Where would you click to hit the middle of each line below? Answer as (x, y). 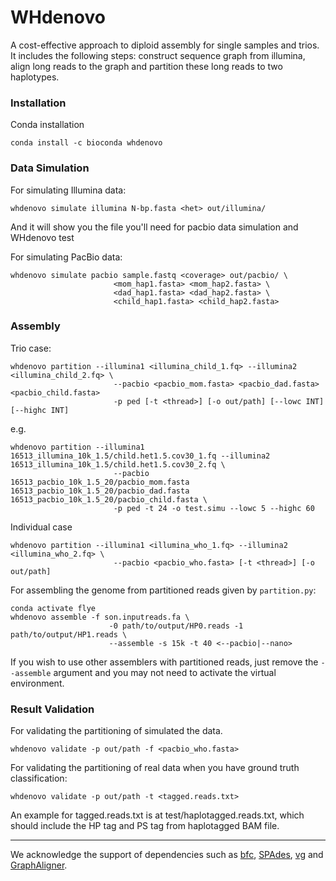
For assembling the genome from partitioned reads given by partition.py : (163, 590)
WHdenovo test (42, 237)
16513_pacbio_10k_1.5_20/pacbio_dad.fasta (100, 491)
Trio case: (31, 348)
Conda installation (47, 125)
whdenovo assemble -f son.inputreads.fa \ (100, 617)
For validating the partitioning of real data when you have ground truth (155, 768)
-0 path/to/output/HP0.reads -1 (176, 626)
